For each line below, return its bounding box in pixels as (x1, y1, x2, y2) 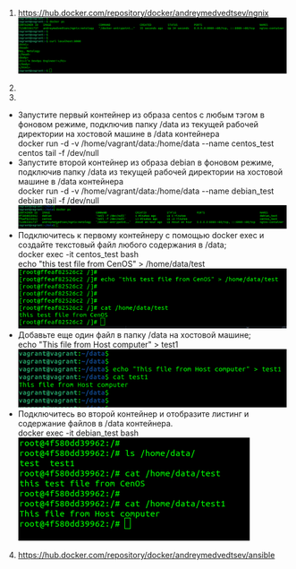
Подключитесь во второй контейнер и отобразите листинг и (17, 409, 249, 419)
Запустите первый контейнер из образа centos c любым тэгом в (17, 109, 266, 120)
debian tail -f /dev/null (17, 195, 100, 206)
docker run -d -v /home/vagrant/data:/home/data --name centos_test (17, 138, 275, 149)
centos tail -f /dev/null (17, 148, 100, 159)
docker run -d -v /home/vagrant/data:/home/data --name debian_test (17, 185, 275, 196)
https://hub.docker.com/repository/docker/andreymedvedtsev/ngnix (17, 8, 269, 18)
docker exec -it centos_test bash (17, 249, 139, 260)
